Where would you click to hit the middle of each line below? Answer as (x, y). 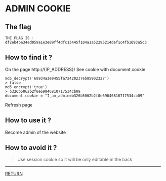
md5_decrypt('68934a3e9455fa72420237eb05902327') (57, 78)
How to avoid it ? (31, 148)
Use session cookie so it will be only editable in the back (75, 160)
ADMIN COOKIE (38, 9)
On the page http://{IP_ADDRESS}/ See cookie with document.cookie (75, 69)
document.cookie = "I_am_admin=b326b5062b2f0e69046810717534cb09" (75, 96)
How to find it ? (29, 57)
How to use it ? (28, 121)
